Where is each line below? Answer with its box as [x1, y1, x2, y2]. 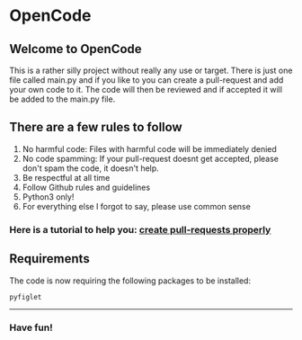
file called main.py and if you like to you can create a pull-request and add [9, 75, 284, 85]
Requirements [9, 251, 90, 266]
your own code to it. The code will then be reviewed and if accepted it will [9, 85, 283, 94]
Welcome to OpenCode [9, 41, 142, 57]
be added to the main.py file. [9, 94, 116, 104]
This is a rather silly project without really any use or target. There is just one [9, 65, 293, 76]
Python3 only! [22, 191, 75, 202]
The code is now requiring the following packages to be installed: [9, 275, 252, 286]
